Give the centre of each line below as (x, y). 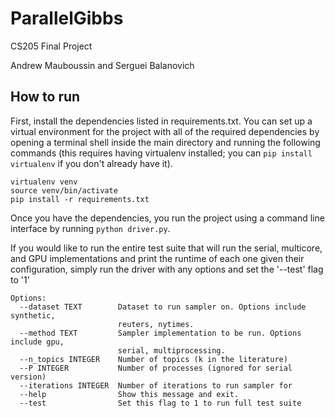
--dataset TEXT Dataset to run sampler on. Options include (163, 307)
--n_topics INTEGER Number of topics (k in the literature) (153, 359)
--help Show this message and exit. (129, 394)
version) (28, 377)
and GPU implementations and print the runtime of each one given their (157, 258)
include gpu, (37, 342)
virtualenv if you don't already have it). (91, 163)
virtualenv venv (44, 182)
